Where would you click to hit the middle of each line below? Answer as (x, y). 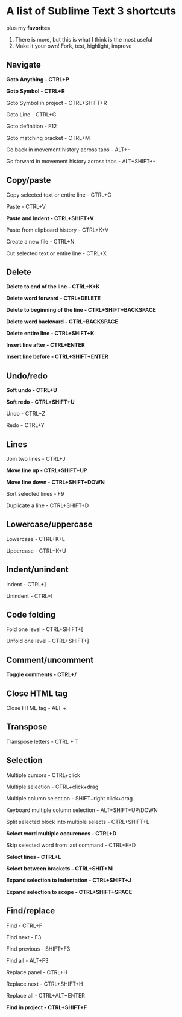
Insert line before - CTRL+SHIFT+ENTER (57, 356)
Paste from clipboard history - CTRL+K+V (58, 230)
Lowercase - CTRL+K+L (36, 539)
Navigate (24, 65)
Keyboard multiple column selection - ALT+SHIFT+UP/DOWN (82, 810)
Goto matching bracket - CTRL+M (48, 138)
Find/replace (31, 911)
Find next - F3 (24, 937)
